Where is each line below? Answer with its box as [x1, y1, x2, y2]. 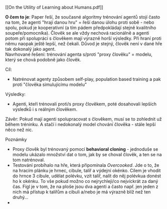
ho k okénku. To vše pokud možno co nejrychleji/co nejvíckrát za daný [12, 178, 158, 184]
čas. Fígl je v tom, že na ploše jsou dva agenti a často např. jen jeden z [12, 183, 159, 189]
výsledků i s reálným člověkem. [12, 107, 78, 112]
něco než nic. [5, 127, 34, 133]
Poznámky [5, 137, 27, 142]
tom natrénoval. [12, 157, 45, 163]
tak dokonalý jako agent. [5, 46, 56, 52]
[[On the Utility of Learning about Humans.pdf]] [5, 5, 104, 10]
